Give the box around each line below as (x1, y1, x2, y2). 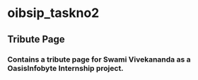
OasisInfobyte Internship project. (7, 63, 124, 73)
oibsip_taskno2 (7, 5, 100, 21)
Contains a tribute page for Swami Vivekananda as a (7, 55, 191, 64)
